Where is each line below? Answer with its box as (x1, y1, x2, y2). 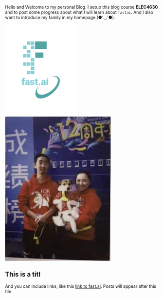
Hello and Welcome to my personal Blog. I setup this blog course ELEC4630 (5, 4, 158, 10)
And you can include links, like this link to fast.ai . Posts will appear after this (5, 283, 157, 289)
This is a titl (5, 270, 40, 278)
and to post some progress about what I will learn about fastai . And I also (5, 9, 153, 15)
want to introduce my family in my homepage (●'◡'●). (5, 15, 115, 20)
